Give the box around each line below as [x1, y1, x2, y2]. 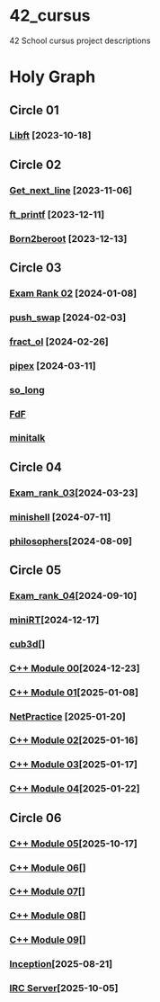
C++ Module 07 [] [9, 885, 85, 898]
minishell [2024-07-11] [9, 510, 111, 523]
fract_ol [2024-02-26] [9, 335, 110, 347]
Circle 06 [9, 810, 62, 826]
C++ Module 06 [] [9, 861, 87, 873]
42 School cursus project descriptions [9, 35, 151, 46]
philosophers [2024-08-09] [9, 534, 133, 547]
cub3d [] [9, 638, 46, 650]
